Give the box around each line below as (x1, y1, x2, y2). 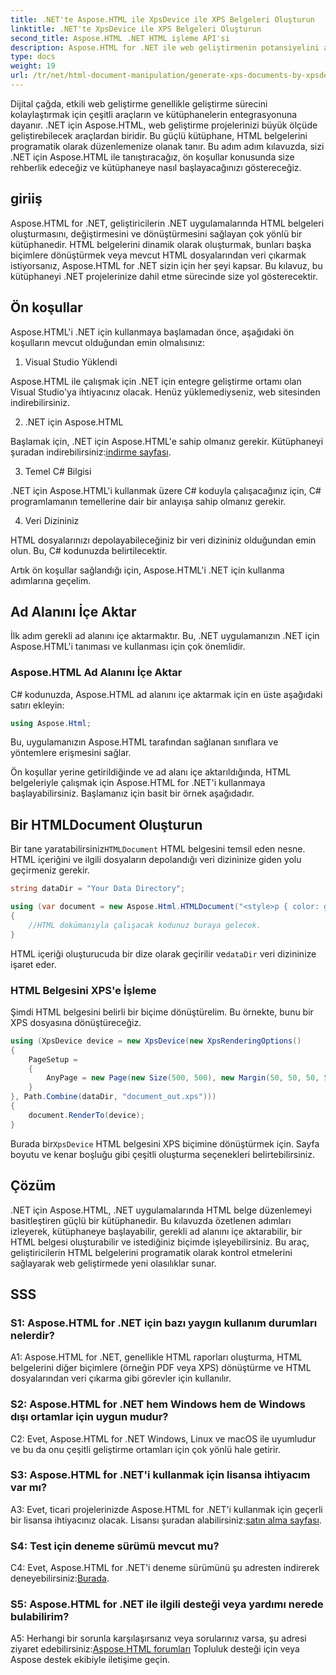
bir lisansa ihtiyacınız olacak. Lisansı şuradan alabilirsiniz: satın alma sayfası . (10, 1514, 322, 1526)
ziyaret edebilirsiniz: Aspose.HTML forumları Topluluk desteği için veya (10, 1643, 300, 1655)
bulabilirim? (10, 1610, 70, 1624)
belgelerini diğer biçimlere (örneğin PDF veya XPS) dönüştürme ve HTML (10, 1362, 312, 1374)
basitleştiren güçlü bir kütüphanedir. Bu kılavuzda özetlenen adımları (10, 1214, 292, 1226)
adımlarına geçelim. (10, 574, 92, 586)
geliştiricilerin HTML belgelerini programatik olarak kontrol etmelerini (10, 1246, 293, 1258)
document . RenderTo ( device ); (28, 1110, 145, 1120)
